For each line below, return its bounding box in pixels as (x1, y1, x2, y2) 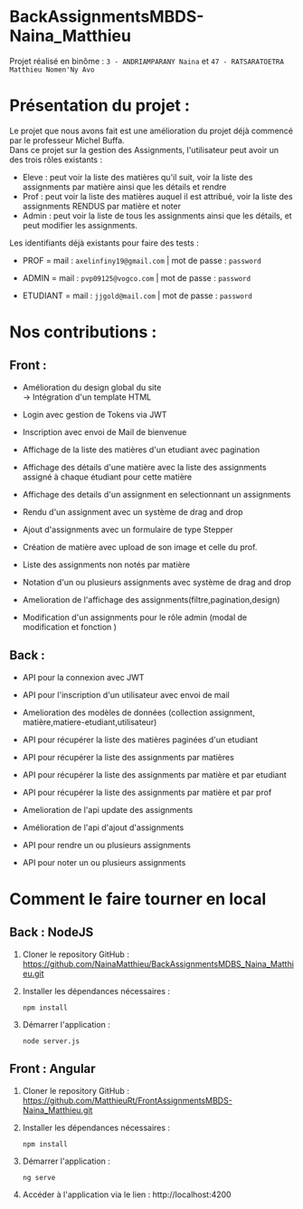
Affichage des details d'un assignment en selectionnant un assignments (22, 488, 291, 499)
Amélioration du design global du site (22, 382, 162, 392)
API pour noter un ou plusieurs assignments (22, 856, 186, 867)
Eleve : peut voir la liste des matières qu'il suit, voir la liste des (22, 171, 253, 182)
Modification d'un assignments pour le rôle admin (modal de (22, 612, 247, 623)
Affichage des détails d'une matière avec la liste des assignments (22, 461, 267, 472)
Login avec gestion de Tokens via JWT (22, 409, 167, 420)
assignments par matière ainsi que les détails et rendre (22, 181, 227, 192)
